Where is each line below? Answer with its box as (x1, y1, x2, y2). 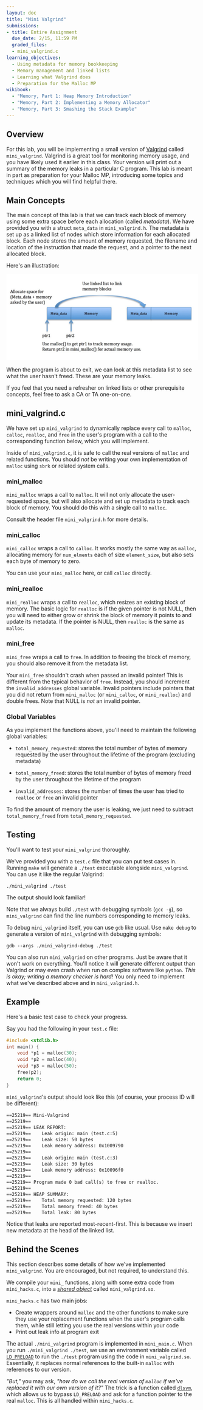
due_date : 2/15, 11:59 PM (12, 35, 78, 42)
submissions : (6, 22, 40, 29)
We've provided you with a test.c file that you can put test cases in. (6, 857, 177, 865)
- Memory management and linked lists (12, 67, 111, 74)
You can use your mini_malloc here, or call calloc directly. (6, 569, 152, 577)
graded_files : (12, 42, 47, 48)
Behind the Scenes (6, 1244, 79, 1255)
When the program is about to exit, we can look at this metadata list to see (6, 365, 193, 373)
